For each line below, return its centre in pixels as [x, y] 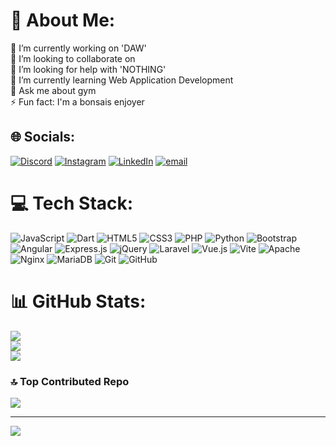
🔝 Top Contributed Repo [70, 381]
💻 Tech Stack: [72, 203]
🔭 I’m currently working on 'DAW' [78, 48]
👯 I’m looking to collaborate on [73, 58]
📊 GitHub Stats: [78, 301]
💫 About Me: [63, 20]
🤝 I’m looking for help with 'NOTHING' [88, 69]
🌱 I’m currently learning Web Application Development [122, 80]
